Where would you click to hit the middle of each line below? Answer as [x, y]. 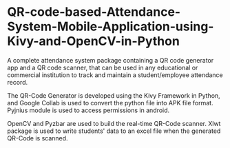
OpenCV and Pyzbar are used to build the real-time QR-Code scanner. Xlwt [114, 123]
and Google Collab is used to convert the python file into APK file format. [110, 103]
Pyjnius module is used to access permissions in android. [88, 110]
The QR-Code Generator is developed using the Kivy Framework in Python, [114, 95]
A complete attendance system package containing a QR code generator [111, 60]
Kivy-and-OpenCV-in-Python [94, 41]
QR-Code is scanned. [38, 138]
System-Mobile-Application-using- [111, 27]
